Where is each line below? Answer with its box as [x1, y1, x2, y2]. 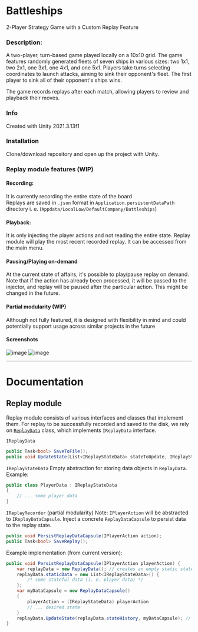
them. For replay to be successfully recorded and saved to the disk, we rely [6, 420, 189, 427]
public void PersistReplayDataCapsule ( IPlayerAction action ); [6, 533, 162, 539]
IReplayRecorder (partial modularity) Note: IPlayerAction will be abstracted [6, 509, 189, 516]
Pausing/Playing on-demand [6, 258, 78, 265]
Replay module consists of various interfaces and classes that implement [6, 414, 184, 421]
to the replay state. [6, 522, 52, 529]
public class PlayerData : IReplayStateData [6, 482, 117, 488]
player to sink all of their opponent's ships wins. [6, 76, 122, 84]
